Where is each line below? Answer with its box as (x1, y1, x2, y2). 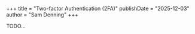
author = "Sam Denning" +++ (6, 11, 79, 18)
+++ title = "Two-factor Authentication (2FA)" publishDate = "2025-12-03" (6, 5, 190, 12)
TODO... (6, 23, 26, 29)
